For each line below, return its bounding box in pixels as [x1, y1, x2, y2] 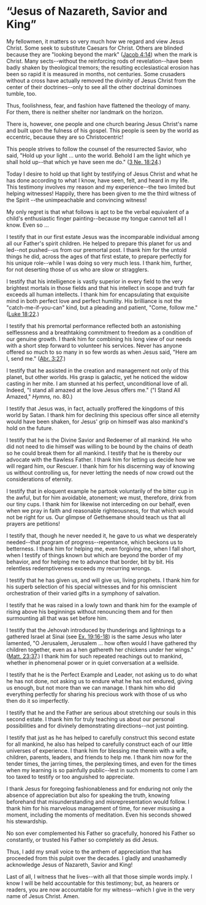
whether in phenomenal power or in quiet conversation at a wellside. [6, 659, 179, 666]
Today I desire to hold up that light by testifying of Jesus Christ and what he [6, 170, 198, 178]
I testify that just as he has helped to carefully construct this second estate [6, 734, 195, 741]
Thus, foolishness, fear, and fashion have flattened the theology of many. [6, 101, 191, 109]
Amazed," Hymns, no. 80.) [6, 393, 73, 400]
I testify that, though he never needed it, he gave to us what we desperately [6, 531, 197, 539]
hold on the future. [6, 424, 53, 431]
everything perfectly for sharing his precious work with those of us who [6, 690, 188, 698]
